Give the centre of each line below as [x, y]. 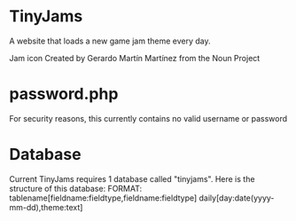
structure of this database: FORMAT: [76, 188]
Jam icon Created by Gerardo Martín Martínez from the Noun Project [135, 58]
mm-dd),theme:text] [46, 207]
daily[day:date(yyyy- [237, 198]
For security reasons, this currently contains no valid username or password [148, 118]
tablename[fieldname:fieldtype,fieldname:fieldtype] [103, 198]
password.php [64, 94]
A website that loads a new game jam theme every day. [110, 41]
